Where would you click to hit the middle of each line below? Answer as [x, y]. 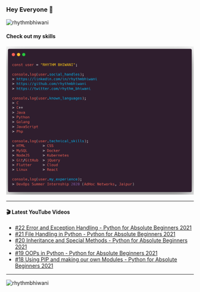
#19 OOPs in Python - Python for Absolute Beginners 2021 [86, 253]
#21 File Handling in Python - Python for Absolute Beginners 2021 [95, 234]
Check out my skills [31, 36]
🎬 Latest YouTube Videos [38, 212]
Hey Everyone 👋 [30, 10]
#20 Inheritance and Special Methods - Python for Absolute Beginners [101, 240]
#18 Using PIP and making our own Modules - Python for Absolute [96, 259]
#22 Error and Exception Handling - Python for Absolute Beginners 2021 [103, 228]
